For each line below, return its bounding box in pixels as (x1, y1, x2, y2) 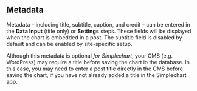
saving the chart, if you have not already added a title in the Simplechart (6, 71, 187, 78)
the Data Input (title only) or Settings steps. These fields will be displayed (6, 27, 192, 35)
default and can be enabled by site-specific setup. (6, 40, 133, 47)
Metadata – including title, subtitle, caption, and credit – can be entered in (6, 21, 190, 28)
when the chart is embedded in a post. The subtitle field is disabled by (6, 33, 182, 41)
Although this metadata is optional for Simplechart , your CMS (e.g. (6, 52, 173, 59)
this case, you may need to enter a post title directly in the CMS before (6, 65, 184, 72)
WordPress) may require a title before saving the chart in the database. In (6, 58, 190, 66)
